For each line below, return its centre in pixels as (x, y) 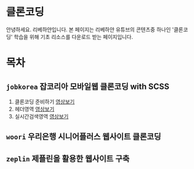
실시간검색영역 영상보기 (41, 116)
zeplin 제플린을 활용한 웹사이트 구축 (68, 159)
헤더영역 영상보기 (34, 109)
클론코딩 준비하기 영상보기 (45, 101)
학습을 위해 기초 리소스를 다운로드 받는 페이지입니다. (73, 37)
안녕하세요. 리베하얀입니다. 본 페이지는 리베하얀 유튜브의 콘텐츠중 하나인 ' (90, 29)
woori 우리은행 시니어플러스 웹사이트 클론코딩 (84, 137)
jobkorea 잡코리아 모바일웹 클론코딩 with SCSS (88, 86)
